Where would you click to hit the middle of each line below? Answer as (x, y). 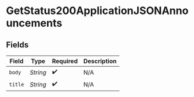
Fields (18, 45)
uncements (34, 23)
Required (65, 61)
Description (100, 61)
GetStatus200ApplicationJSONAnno (97, 11)
